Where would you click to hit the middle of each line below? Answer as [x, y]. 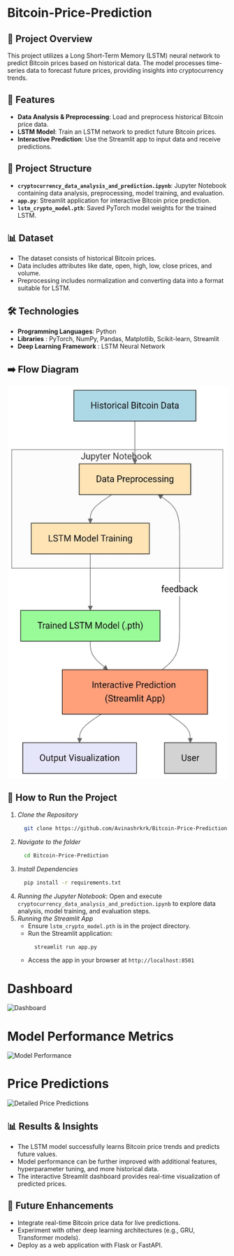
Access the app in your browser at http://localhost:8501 [111, 960]
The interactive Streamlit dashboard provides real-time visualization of [118, 1176]
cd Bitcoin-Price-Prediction [66, 855]
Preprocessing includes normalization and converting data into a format [120, 281]
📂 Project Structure [50, 168]
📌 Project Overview [50, 39]
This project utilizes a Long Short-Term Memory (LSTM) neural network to [114, 55]
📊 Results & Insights [53, 1126]
